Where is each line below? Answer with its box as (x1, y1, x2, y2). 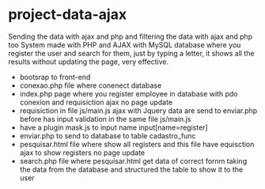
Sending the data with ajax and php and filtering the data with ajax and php (8, 32, 253, 41)
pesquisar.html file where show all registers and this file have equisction (19, 139, 255, 149)
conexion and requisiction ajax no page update (19, 97, 172, 107)
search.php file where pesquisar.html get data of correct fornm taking (19, 156, 248, 165)
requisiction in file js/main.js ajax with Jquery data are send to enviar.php (19, 105, 258, 115)
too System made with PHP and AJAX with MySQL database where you (8, 40, 241, 49)
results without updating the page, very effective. (8, 57, 168, 66)
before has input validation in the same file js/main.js (19, 114, 191, 123)
